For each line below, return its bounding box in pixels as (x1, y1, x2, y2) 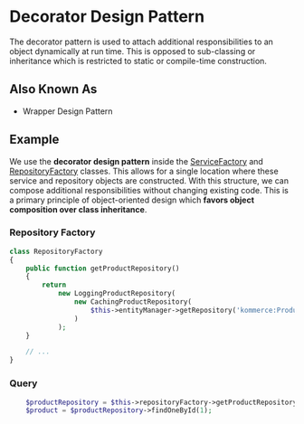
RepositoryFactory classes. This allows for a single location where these (9, 165, 279, 176)
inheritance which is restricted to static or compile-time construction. (9, 55, 267, 66)
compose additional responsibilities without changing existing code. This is (9, 184, 290, 195)
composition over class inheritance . (9, 203, 147, 214)
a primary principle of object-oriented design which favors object (9, 194, 255, 205)
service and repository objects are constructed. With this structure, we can (9, 174, 290, 186)
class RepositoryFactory (9, 247, 103, 256)
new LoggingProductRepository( (57, 289, 176, 298)
